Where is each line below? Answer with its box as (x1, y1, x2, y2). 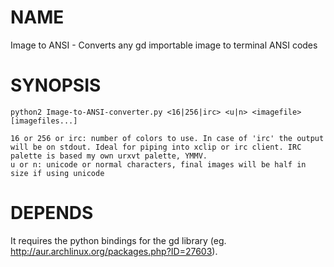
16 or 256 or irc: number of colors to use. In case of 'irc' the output (10, 133, 325, 143)
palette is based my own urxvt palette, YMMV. (10, 151, 208, 161)
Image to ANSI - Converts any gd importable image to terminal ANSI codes (10, 39, 318, 51)
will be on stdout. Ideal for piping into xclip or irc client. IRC (10, 142, 302, 152)
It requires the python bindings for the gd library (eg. (10, 234, 227, 246)
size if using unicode (10, 168, 105, 178)
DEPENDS (10, 202, 94, 225)
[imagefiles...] (10, 116, 78, 126)
